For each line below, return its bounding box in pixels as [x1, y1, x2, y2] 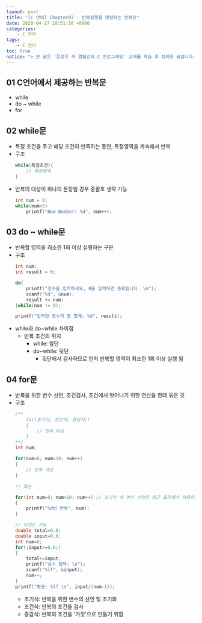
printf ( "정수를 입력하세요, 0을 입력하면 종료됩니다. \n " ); [26, 285, 157, 291]
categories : [6, 25, 36, 32]
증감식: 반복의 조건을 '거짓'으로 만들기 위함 [23, 610, 124, 618]
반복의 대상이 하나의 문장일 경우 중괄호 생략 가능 [14, 185, 127, 192]
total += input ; [26, 555, 61, 561]
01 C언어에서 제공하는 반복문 [6, 78, 107, 88]
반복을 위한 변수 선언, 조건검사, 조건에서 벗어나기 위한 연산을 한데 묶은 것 [14, 391, 185, 399]
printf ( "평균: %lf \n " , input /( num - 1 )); [14, 583, 115, 590]
